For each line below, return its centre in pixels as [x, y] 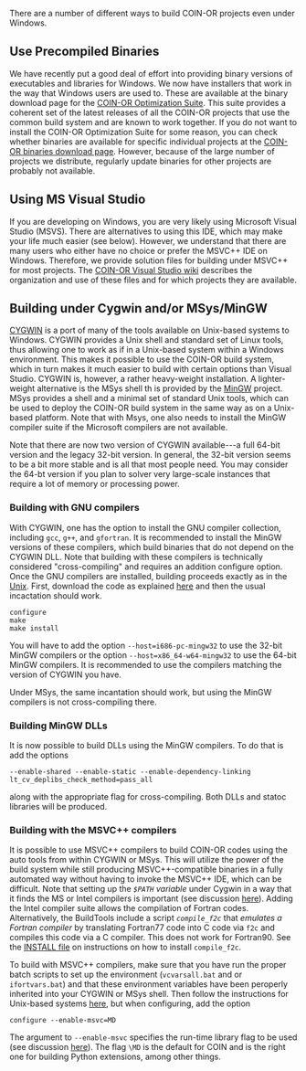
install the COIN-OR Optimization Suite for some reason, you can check [144, 132]
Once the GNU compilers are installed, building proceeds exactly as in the [148, 576]
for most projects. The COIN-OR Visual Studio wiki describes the [131, 270]
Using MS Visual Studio [78, 200]
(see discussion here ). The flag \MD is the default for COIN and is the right [148, 1047]
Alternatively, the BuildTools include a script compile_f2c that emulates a [146, 918]
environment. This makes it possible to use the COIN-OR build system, [142, 359]
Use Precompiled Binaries [84, 52]
